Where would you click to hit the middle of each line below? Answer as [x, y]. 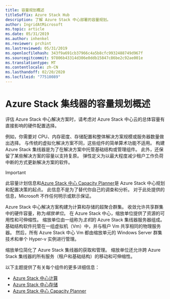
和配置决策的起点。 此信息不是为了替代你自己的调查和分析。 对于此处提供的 [85, 189]
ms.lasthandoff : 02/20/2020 [35, 72]
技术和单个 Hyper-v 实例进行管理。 [42, 239]
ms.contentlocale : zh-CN [32, 67]
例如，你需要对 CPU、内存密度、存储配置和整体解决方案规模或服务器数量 [82, 136]
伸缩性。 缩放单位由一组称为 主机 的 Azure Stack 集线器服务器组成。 [94, 219]
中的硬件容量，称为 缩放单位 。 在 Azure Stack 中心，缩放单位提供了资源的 [83, 213]
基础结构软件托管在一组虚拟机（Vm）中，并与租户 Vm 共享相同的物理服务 [83, 226]
